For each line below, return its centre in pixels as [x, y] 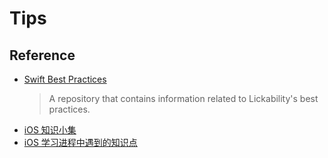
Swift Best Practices [65, 79]
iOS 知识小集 [50, 130]
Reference [42, 55]
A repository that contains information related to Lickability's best [183, 98]
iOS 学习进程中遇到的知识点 [80, 142]
